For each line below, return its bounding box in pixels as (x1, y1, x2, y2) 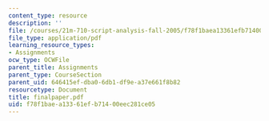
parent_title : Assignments (8, 64, 98, 72)
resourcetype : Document (8, 85, 88, 94)
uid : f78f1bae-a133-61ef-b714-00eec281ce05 (8, 100, 156, 108)
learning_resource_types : (8, 41, 94, 49)
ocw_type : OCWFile (8, 57, 70, 64)
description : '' (8, 19, 62, 27)
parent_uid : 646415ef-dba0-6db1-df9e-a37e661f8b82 (8, 78, 181, 86)
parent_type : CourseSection (8, 71, 102, 79)
